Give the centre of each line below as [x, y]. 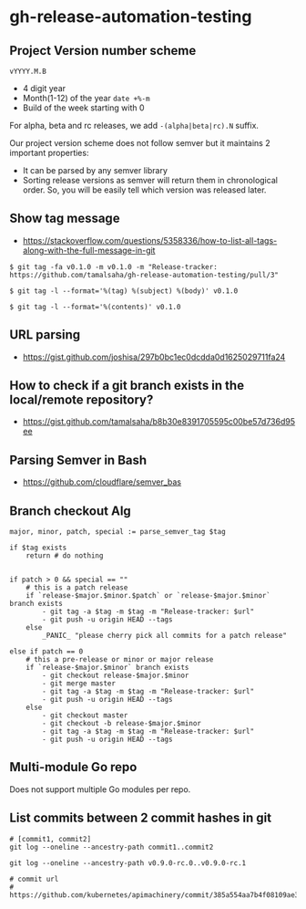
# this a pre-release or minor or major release [120, 660]
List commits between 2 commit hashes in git [140, 818]
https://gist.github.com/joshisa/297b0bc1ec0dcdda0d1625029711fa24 [154, 357]
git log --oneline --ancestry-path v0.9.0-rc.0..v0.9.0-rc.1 [128, 863]
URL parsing [45, 335]
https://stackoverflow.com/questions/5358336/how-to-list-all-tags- [150, 240]
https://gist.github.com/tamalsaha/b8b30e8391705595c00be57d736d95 [159, 422]
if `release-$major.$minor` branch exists [107, 668]
